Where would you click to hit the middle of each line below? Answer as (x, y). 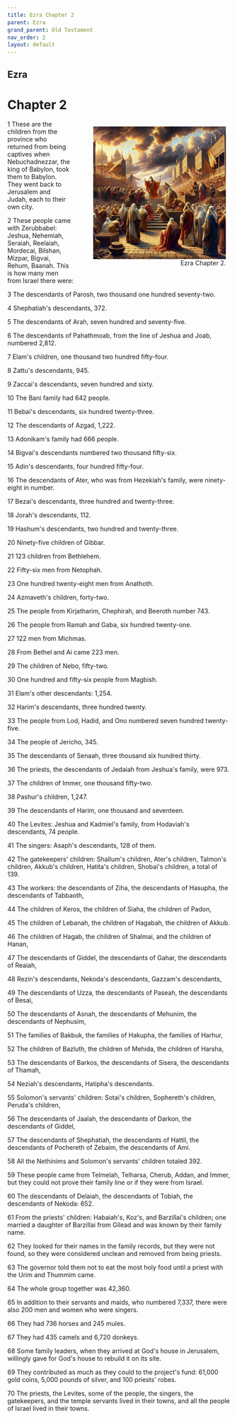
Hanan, (18, 944)
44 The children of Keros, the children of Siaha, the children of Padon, (110, 909)
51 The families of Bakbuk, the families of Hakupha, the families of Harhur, (115, 1035)
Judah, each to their (36, 200)
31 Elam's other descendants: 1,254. (60, 693)
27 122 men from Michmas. (47, 639)
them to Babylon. (32, 177)
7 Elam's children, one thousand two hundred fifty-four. (88, 357)
